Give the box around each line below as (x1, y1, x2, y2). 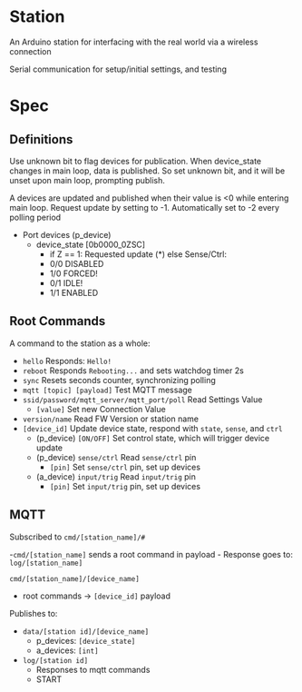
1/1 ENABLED (49, 287, 98, 298)
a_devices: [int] (35, 645, 99, 656)
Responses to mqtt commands (35, 664, 151, 675)
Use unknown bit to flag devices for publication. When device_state (9, 155, 262, 166)
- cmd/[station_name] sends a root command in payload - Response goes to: (9, 549, 293, 559)
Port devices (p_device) (22, 229, 112, 240)
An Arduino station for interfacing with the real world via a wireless (9, 36, 258, 47)
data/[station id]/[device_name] (22, 627, 150, 637)
